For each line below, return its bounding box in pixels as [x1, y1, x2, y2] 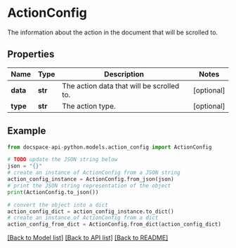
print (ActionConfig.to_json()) [7, 188, 99, 195]
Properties [7, 48, 55, 60]
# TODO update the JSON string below [7, 156, 118, 163]
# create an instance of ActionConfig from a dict [7, 214, 159, 221]
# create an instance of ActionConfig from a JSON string [7, 170, 181, 177]
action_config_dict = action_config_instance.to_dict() [7, 208, 174, 215]
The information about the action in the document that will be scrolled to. [7, 28, 218, 36]
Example [7, 125, 46, 137]
